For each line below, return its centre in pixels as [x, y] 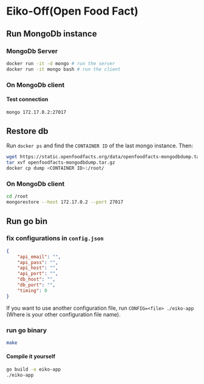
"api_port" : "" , [38, 274]
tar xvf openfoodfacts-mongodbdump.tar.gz [61, 162]
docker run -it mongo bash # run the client [63, 69]
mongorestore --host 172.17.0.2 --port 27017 [65, 202]
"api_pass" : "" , [38, 262]
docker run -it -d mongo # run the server [61, 63]
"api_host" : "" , [38, 268]
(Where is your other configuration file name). [63, 314]
